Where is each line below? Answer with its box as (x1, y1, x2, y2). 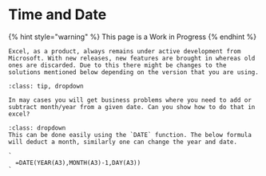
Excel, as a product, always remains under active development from (8, 47, 241, 55)
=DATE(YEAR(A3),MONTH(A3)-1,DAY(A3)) (15, 158, 141, 166)
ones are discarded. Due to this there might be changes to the (8, 61, 227, 69)
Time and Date (8, 6, 107, 24)
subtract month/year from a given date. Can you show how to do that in (8, 103, 256, 111)
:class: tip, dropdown (8, 82, 84, 90)
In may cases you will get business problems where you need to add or (8, 96, 252, 104)
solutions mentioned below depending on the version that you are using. (8, 68, 260, 76)
